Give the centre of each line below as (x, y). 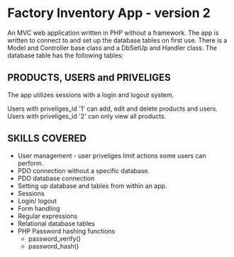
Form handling (39, 208)
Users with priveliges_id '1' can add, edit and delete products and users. (113, 109)
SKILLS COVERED (47, 139)
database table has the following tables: (66, 55)
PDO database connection (56, 178)
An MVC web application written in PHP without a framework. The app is (113, 33)
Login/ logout (37, 201)
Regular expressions (48, 216)
